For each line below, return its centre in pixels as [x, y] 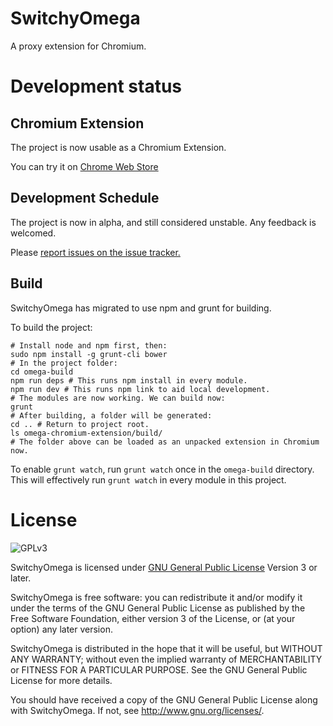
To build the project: [51, 327]
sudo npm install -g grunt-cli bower [89, 354]
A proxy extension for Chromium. [78, 46]
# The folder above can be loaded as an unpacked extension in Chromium [165, 442]
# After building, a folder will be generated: [111, 415]
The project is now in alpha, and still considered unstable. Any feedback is [163, 222]
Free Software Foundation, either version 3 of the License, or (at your [153, 618]
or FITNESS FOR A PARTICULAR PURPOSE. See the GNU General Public [159, 669]
